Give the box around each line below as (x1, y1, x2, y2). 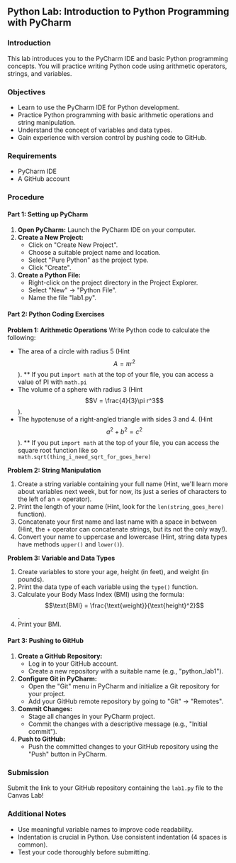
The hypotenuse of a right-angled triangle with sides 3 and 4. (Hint (17, 415, 213, 424)
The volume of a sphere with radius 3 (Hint (17, 385, 143, 394)
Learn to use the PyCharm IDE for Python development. (17, 103, 180, 111)
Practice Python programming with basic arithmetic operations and (17, 110, 214, 119)
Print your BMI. (17, 620, 62, 628)
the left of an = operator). (17, 495, 92, 503)
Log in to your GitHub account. (28, 659, 118, 668)
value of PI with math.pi (17, 378, 87, 386)
